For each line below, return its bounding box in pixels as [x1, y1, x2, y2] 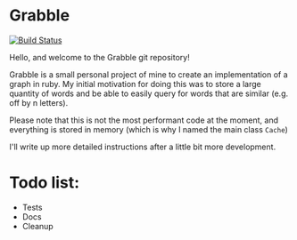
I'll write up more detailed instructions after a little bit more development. [9, 141, 276, 152]
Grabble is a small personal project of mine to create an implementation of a [9, 68, 288, 80]
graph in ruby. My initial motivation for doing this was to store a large [9, 78, 261, 89]
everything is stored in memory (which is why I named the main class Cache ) [9, 124, 288, 134]
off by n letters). [9, 97, 69, 108]
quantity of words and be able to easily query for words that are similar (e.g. [9, 88, 288, 99]
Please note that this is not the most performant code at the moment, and [9, 115, 279, 125]
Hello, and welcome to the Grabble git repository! [9, 52, 190, 62]
